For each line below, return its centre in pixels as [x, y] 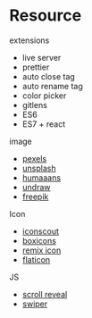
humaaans [41, 177]
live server [42, 57]
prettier [36, 67]
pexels [34, 158]
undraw [36, 187]
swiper [35, 304]
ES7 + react [44, 124]
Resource [46, 16]
